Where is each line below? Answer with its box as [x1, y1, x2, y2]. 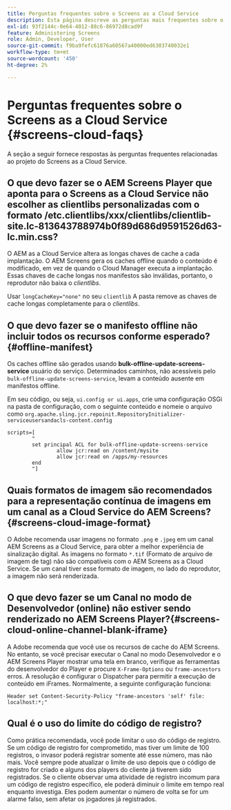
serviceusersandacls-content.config [7, 417, 112, 424]
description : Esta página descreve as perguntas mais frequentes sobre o [7, 17, 224, 24]
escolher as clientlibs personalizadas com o [7, 199, 200, 210]
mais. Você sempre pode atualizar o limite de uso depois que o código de [7, 758, 216, 766]
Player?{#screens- [137, 614, 221, 625]
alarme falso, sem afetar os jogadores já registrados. [7, 795, 157, 803]
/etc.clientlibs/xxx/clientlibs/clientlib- [44, 209, 212, 221]
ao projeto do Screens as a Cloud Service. [7, 157, 128, 165]
